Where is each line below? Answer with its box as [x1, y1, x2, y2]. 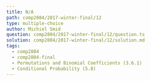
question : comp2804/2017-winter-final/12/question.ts [6, 32, 146, 38]
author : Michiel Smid [6, 26, 61, 32]
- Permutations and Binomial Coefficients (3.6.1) [12, 60, 143, 66]
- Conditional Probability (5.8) [12, 65, 96, 72]
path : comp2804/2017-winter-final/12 [6, 15, 102, 21]
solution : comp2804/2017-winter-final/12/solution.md [6, 37, 146, 43]
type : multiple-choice [6, 20, 64, 26]
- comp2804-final [12, 54, 56, 60]
